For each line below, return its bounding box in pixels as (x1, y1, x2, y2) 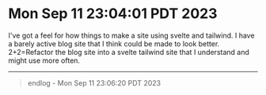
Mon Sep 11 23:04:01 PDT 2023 (8, 5, 218, 23)
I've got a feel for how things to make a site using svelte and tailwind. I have (8, 31, 255, 40)
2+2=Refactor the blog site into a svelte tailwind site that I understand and (8, 47, 249, 57)
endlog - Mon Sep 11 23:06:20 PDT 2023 (27, 78, 161, 87)
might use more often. (8, 56, 81, 65)
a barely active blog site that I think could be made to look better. (8, 38, 220, 48)
